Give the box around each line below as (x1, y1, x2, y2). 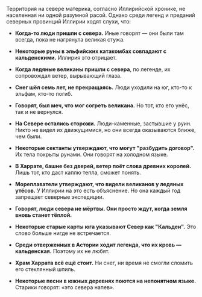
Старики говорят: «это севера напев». (14, 284, 115, 291)
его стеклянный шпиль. (14, 266, 75, 273)
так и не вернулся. (14, 108, 63, 115)
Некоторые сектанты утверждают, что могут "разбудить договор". (14, 145, 195, 151)
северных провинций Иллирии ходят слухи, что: (6, 18, 131, 25)
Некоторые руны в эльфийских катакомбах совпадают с (14, 48, 167, 55)
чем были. (14, 133, 42, 140)
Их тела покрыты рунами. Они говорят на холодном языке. (14, 151, 168, 158)
